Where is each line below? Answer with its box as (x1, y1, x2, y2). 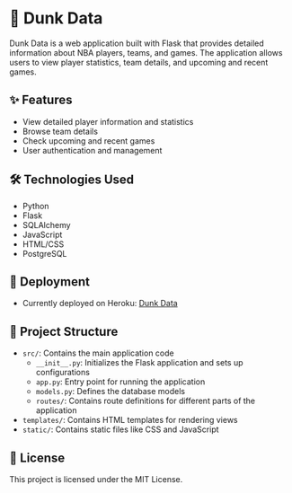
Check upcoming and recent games (22, 135, 155, 146)
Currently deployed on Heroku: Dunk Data (22, 298, 178, 309)
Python (22, 200, 49, 211)
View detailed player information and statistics (22, 116, 194, 127)
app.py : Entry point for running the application (35, 376, 206, 387)
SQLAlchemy (22, 219, 71, 230)
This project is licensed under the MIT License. (9, 474, 183, 484)
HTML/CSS (22, 238, 65, 250)
